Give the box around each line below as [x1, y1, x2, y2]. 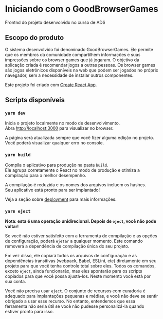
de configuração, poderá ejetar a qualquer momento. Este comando [5, 238, 143, 244]
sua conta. [5, 279, 26, 284]
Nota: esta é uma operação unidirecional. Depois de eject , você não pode [5, 218, 157, 224]
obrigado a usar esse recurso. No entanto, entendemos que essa [5, 298, 135, 304]
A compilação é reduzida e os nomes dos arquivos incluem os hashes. [5, 181, 146, 188]
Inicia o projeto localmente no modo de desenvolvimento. [5, 120, 120, 126]
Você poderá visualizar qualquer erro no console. [5, 140, 104, 146]
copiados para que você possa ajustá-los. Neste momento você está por [5, 273, 151, 279]
